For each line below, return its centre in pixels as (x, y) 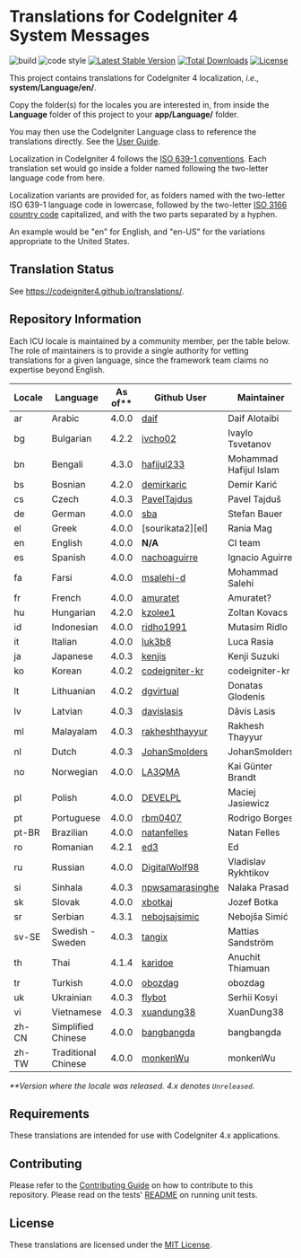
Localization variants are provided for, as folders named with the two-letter (147, 195)
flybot (154, 997)
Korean (67, 671)
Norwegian (75, 771)
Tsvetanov (249, 444)
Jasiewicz (249, 803)
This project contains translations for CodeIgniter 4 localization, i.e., (134, 77)
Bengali (67, 464)
